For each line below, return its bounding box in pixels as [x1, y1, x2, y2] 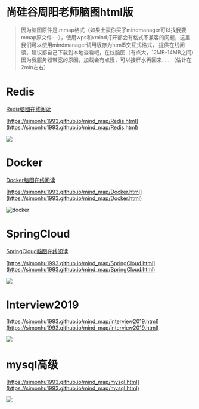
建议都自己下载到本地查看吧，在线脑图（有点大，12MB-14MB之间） [31, 48, 194, 56]
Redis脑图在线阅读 [6, 105, 52, 112]
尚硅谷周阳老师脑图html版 [6, 5, 133, 19]
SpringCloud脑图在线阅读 [6, 247, 69, 254]
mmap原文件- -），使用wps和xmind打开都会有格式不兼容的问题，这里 [20, 33, 191, 41]
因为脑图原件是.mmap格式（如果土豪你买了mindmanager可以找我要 [20, 26, 186, 33]
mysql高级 [6, 358, 58, 371]
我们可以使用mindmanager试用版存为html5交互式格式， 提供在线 [20, 41, 180, 48]
